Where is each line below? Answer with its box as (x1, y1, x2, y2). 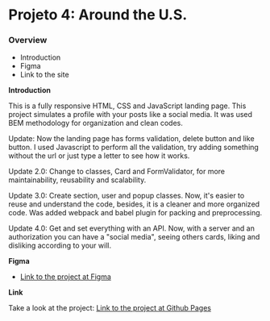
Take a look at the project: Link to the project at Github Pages (8, 303, 212, 313)
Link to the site (19, 70, 70, 80)
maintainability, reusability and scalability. (8, 175, 147, 185)
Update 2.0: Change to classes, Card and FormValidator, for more (8, 167, 226, 177)
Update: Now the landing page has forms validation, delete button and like (8, 134, 255, 144)
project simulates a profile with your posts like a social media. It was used (8, 110, 252, 119)
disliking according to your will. (8, 240, 111, 251)
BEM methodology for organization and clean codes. (8, 119, 184, 128)
